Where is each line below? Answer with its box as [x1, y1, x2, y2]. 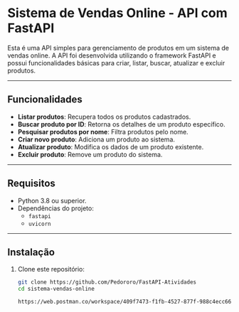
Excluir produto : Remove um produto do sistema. [17, 150, 163, 158]
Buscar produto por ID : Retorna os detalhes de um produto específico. [17, 119, 225, 129]
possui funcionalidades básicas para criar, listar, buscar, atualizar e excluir [7, 58, 225, 67]
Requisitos [7, 178, 55, 190]
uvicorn [28, 220, 51, 227]
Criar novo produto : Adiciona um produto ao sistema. [17, 135, 176, 144]
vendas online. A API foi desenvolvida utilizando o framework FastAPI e [7, 51, 216, 60]
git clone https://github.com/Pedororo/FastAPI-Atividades [17, 279, 197, 286]
